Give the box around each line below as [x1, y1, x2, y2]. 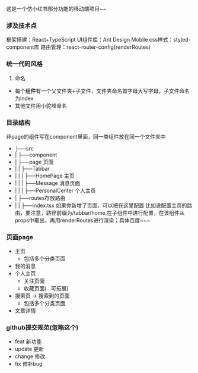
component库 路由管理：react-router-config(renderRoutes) [6, 43, 151, 51]
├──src [14, 145, 34, 152]
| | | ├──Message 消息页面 [14, 179, 81, 186]
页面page [6, 233, 34, 241]
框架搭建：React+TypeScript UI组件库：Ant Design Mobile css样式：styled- [6, 36, 191, 43]
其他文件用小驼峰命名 [14, 102, 67, 109]
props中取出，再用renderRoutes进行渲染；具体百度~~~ [14, 217, 151, 224]
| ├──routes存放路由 [14, 194, 66, 201]
